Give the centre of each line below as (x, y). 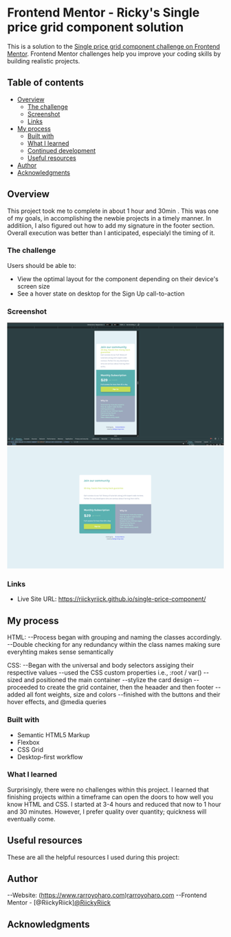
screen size (33, 286)
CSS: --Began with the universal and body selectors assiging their (101, 666)
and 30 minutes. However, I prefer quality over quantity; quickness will (107, 812)
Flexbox (28, 742)
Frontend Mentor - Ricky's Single (103, 13)
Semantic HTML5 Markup (54, 734)
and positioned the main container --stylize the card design (108, 680)
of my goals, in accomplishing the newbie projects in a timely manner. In (109, 218)
